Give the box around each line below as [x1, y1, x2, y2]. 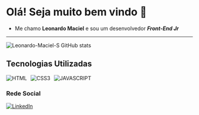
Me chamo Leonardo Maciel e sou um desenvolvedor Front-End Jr [14, 25, 179, 32]
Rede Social [6, 89, 41, 97]
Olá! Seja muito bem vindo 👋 [6, 5, 147, 19]
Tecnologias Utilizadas [6, 59, 92, 69]
